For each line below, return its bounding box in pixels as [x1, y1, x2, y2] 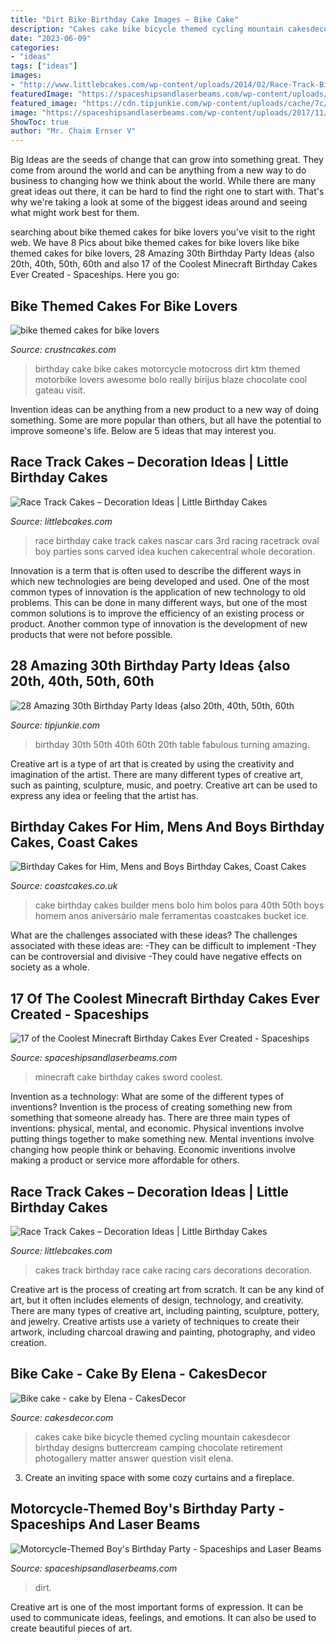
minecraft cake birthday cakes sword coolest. [34, 1071, 223, 1083]
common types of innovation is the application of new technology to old [10, 586, 307, 598]
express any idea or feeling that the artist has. [10, 789, 200, 801]
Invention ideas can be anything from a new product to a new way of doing [10, 403, 320, 415]
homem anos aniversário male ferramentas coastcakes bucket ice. [34, 910, 310, 922]
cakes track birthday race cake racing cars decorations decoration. [34, 1264, 313, 1276]
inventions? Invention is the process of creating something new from [10, 1101, 293, 1113]
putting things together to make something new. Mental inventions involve [10, 1133, 315, 1145]
